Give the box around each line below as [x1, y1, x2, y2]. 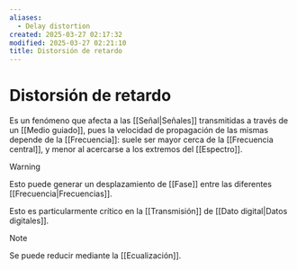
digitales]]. [9, 215, 49, 226]
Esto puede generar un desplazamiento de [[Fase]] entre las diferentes [9, 179, 273, 190]
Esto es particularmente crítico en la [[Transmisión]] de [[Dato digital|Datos [9, 206, 288, 217]
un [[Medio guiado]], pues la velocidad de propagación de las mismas [9, 125, 268, 136]
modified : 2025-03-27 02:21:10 [9, 38, 127, 48]
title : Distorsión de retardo [9, 47, 123, 56]
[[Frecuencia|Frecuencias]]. [9, 188, 112, 199]
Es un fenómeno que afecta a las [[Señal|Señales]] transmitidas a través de [9, 115, 289, 126]
